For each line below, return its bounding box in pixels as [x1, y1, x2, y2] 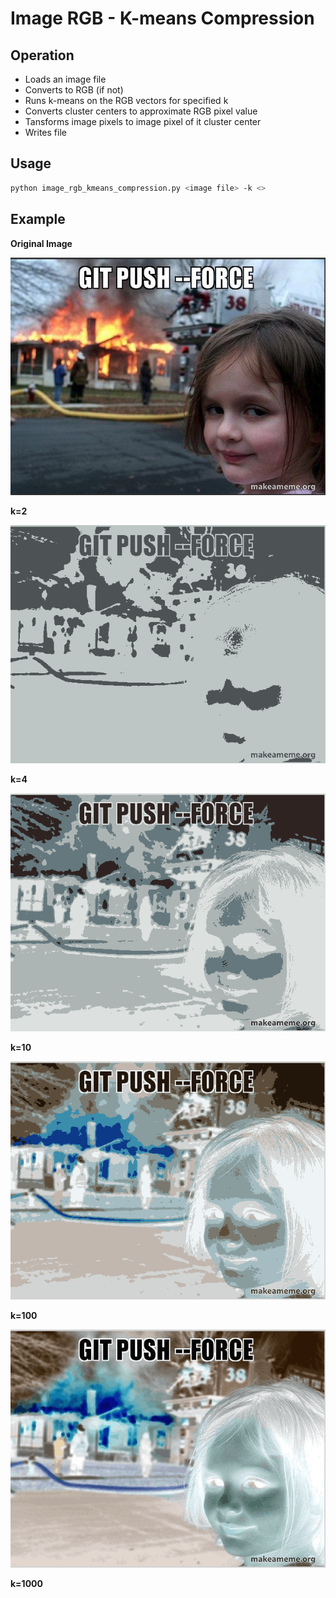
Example [10, 211, 66, 228]
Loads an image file [24, 73, 107, 85]
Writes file [24, 127, 67, 138]
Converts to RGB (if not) [24, 84, 124, 96]
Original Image [10, 237, 73, 249]
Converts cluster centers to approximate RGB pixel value [24, 105, 258, 117]
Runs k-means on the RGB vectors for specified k [24, 95, 229, 106]
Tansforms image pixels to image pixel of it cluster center [24, 116, 262, 127]
